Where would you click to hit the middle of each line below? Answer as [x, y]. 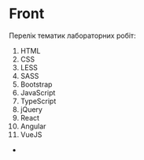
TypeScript [38, 101]
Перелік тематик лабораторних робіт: [72, 35]
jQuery [31, 109]
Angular [33, 126]
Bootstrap [36, 84]
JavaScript [38, 92]
